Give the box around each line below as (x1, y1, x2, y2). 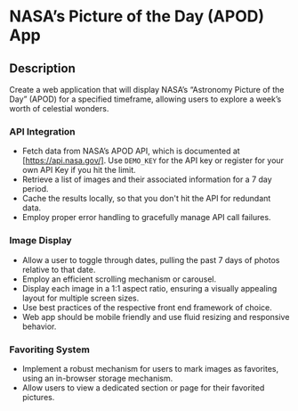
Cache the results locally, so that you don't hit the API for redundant (21, 193, 271, 204)
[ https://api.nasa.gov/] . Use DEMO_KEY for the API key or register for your (21, 155, 285, 166)
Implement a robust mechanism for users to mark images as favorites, (21, 363, 278, 374)
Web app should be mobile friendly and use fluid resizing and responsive (21, 311, 290, 322)
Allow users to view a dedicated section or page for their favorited (21, 382, 265, 393)
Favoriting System (9, 343, 91, 356)
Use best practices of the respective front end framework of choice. (21, 301, 273, 313)
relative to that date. (21, 264, 96, 275)
